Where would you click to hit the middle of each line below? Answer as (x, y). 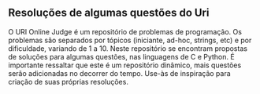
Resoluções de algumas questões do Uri (109, 13)
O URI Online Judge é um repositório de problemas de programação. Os (125, 31)
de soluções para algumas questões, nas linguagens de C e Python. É (121, 56)
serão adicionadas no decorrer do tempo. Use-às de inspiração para (119, 73)
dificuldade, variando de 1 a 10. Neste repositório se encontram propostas (128, 48)
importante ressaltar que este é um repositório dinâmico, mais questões (125, 65)
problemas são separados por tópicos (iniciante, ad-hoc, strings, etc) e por (130, 40)
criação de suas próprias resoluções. (68, 81)
